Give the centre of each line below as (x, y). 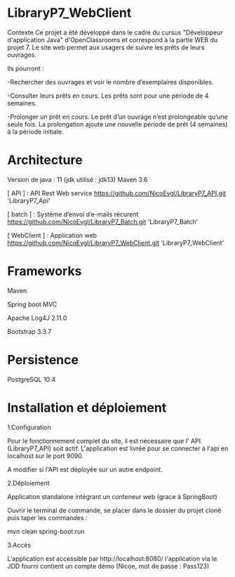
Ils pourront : (26, 68)
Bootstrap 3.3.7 (29, 331)
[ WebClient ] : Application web (52, 235)
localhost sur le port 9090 (45, 455)
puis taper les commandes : (47, 517)
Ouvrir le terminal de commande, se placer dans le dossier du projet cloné (114, 510)
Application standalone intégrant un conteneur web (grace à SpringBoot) (112, 496)
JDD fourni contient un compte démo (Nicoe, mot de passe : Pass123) (108, 566)
